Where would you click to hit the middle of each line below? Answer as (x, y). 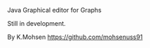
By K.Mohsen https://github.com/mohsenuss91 (75, 37)
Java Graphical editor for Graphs (54, 10)
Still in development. (37, 23)
